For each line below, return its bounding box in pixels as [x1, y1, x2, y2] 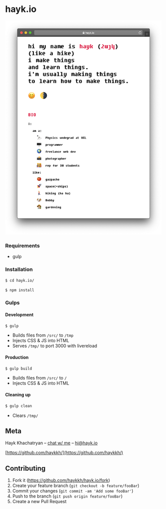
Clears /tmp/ [12, 412, 38, 418]
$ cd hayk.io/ [5, 278, 35, 283]
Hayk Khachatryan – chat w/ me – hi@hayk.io [5, 440, 98, 446]
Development [5, 311, 34, 317]
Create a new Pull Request [12, 499, 67, 505]
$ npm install [5, 287, 35, 292]
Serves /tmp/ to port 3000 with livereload [12, 343, 97, 349]
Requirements [5, 242, 40, 249]
